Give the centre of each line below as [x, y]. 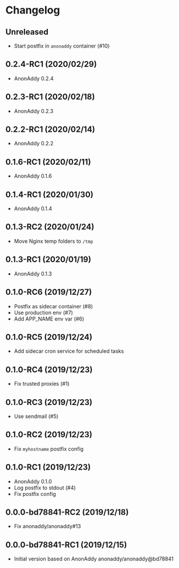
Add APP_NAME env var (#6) [49, 319]
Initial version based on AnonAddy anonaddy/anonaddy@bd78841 [94, 559]
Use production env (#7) [44, 312]
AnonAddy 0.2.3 [34, 111]
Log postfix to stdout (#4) [45, 488]
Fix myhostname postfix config [49, 448]
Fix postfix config [35, 494]
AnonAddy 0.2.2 [34, 144]
